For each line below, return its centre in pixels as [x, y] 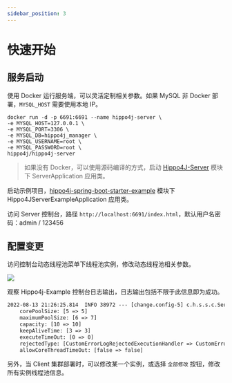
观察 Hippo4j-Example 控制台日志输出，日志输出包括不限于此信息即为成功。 [115, 292]
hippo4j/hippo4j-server [41, 153]
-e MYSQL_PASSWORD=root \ [44, 147]
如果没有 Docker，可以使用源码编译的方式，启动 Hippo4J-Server [116, 167]
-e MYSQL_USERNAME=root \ [44, 141]
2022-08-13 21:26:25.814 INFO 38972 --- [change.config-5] [96, 305]
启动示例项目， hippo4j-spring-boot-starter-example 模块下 [91, 190]
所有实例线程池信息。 [37, 373]
